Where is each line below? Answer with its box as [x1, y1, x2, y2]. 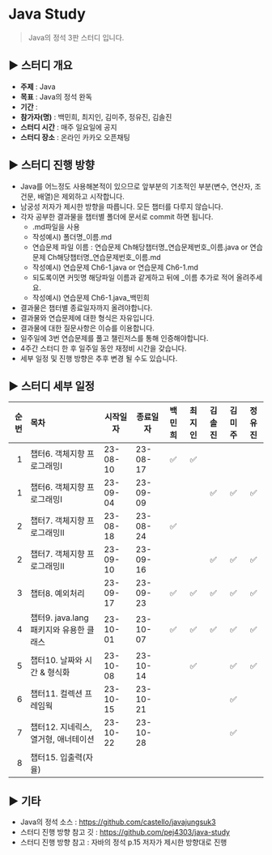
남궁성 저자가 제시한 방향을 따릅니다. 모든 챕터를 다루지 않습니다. [19, 202, 224, 211]
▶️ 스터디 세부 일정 [8, 379, 96, 393]
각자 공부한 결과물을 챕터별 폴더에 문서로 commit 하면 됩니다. [19, 211, 214, 221]
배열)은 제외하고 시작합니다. [37, 191, 125, 201]
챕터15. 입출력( [30, 752, 87, 764]
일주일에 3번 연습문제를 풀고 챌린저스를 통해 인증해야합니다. [19, 333, 209, 342]
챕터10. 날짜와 [30, 655, 83, 666]
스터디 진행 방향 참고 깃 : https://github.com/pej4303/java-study [19, 827, 231, 837]
